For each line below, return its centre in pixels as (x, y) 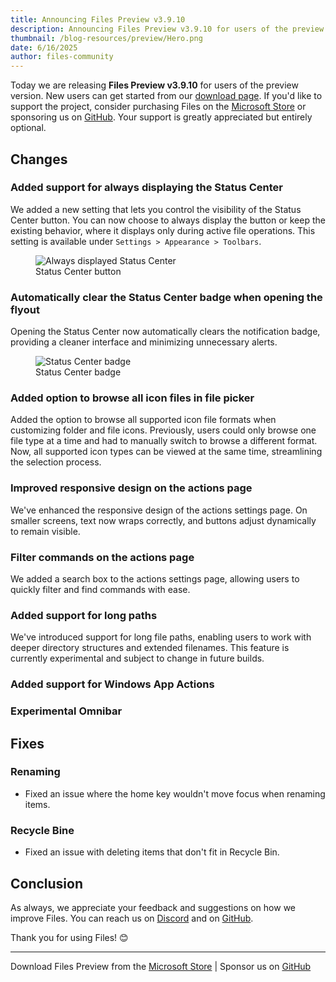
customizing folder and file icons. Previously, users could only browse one (163, 430)
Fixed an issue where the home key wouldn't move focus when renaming (175, 793)
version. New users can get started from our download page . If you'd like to (166, 96)
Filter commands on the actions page (102, 557)
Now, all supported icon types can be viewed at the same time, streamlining (166, 452)
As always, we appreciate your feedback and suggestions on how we (153, 907)
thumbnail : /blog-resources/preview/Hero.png (106, 38)
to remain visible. (45, 531)
